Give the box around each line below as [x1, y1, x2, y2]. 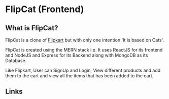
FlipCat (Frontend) [5, 4, 84, 15]
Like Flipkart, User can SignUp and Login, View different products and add [5, 67, 161, 73]
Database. [5, 58, 27, 64]
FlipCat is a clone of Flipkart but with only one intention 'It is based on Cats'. [5, 37, 164, 43]
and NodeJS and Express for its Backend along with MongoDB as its [5, 52, 148, 58]
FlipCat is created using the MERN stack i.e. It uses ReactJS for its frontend [5, 47, 163, 53]
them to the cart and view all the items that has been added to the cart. [5, 73, 154, 79]
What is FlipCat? [5, 24, 58, 32]
